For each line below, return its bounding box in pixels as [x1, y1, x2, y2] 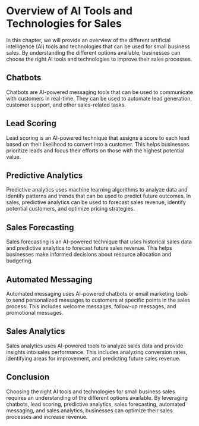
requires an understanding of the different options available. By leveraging [6, 394, 188, 401]
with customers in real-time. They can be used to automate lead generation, [6, 95, 192, 102]
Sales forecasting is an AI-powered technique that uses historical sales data [6, 238, 192, 245]
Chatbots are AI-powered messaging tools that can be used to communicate [6, 88, 193, 96]
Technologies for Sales [6, 17, 122, 30]
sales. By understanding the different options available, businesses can [6, 49, 181, 56]
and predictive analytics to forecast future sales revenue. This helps [6, 245, 172, 252]
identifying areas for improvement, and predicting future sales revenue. [6, 355, 181, 362]
